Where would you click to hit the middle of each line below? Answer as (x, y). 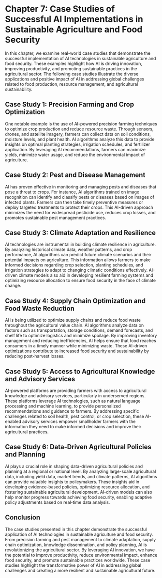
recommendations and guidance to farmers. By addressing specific (72, 411)
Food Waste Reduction (40, 308)
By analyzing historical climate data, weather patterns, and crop (68, 250)
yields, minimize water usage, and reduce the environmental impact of (75, 155)
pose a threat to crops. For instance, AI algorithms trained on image (72, 192)
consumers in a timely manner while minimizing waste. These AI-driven (76, 346)
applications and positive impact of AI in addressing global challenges (74, 79)
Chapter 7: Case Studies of (60, 9)
